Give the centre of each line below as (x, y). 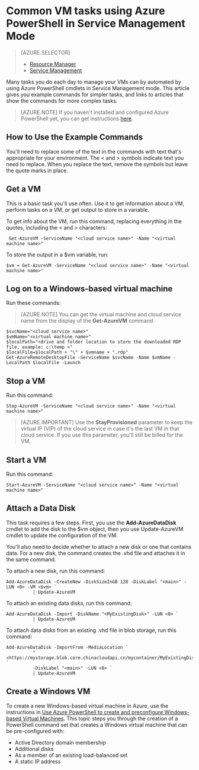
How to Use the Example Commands (75, 137)
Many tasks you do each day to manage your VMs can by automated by (94, 82)
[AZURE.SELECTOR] (45, 52)
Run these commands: (33, 303)
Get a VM (24, 189)
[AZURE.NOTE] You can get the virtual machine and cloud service (101, 314)
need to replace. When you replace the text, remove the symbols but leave (97, 164)
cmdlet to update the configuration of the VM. (62, 535)
